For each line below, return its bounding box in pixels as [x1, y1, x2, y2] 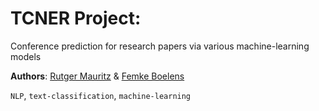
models [10, 50, 42, 62]
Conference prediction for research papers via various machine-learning [10, 40, 310, 52]
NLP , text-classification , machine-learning [10, 89, 192, 101]
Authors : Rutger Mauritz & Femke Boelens [10, 70, 185, 82]
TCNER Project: [10, 7, 142, 30]
